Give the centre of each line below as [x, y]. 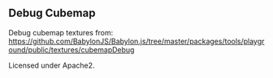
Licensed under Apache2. [52, 65]
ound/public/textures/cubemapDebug [71, 49]
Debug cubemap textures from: [61, 32]
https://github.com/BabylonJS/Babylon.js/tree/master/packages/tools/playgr [136, 41]
